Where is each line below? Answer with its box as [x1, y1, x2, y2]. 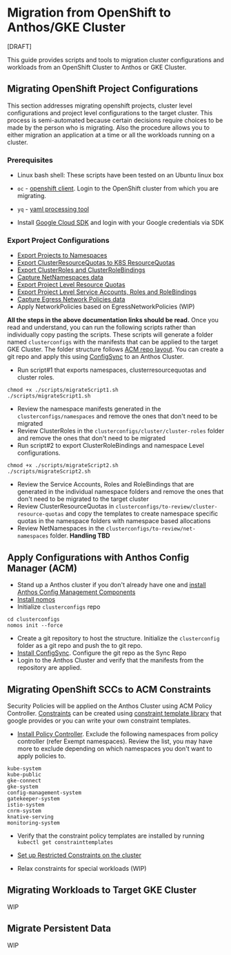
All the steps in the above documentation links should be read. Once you [7, 316, 219, 324]
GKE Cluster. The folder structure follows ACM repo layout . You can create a [7, 345, 224, 353]
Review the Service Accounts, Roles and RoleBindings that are [17, 480, 194, 489]
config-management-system [7, 789, 81, 796]
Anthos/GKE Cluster [7, 19, 126, 35]
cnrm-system [7, 807, 41, 814]
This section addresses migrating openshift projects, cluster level [7, 101, 193, 110]
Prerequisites [7, 155, 53, 165]
